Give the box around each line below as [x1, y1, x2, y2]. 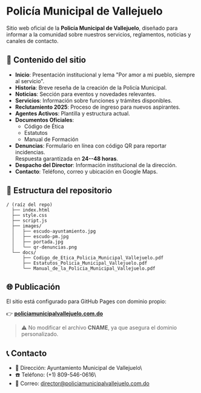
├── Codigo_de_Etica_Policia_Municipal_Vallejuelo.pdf [22, 255, 164, 261]
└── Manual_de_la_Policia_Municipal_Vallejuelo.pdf [22, 265, 156, 272]
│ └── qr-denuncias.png [12, 244, 77, 250]
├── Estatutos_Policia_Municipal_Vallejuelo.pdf [22, 260, 148, 266]
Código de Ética [24, 123, 65, 130]
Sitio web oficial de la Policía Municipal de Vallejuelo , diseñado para [6, 24, 178, 32]
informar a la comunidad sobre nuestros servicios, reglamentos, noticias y [6, 30, 191, 38]
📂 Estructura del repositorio [6, 185, 113, 196]
